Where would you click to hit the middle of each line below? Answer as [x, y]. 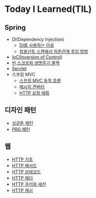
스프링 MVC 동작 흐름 [40, 81]
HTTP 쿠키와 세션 [29, 184]
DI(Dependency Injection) [38, 39]
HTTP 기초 [22, 159]
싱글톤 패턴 [23, 123]
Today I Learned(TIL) [48, 9]
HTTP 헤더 [22, 178]
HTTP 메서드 [24, 165]
